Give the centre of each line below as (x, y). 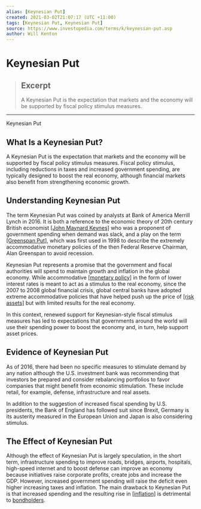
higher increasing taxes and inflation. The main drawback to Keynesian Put (98, 487)
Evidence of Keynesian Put (57, 352)
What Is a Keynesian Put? (54, 142)
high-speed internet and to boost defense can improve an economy (90, 468)
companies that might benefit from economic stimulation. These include (95, 385)
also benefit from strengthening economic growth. (68, 182)
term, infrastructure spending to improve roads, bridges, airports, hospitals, (99, 462)
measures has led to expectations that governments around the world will (97, 321)
